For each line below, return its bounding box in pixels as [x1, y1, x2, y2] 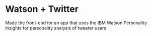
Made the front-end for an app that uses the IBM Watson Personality [5, 20, 147, 26]
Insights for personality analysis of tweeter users [5, 25, 107, 31]
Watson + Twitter [5, 3, 79, 15]
